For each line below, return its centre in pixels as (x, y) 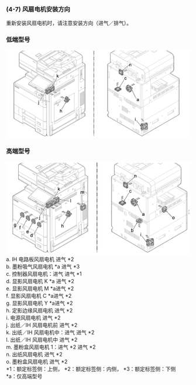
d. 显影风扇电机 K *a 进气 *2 (40, 281)
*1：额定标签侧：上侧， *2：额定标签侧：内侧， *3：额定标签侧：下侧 (91, 369)
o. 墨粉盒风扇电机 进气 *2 (37, 362)
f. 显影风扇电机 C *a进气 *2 (39, 295)
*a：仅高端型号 (24, 376)
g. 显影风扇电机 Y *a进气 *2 (39, 303)
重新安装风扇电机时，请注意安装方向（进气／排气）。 (69, 23)
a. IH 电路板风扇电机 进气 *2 (40, 259)
